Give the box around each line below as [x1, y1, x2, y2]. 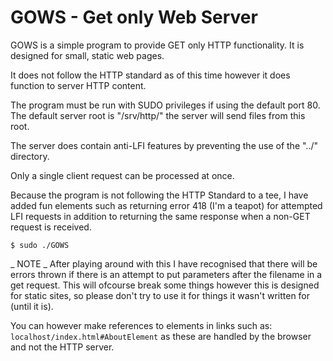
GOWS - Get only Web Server [10, 6, 258, 29]
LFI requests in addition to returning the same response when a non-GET [10, 210, 311, 222]
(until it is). [10, 300, 54, 312]
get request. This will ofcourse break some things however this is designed [10, 279, 320, 291]
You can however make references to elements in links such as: [10, 319, 273, 331]
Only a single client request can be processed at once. [10, 169, 235, 181]
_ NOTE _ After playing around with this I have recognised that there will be [10, 257, 318, 270]
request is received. [10, 221, 92, 233]
